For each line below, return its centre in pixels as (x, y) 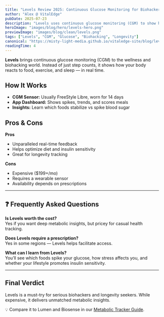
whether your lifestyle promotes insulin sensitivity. (55, 263)
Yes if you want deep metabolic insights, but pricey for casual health (74, 224)
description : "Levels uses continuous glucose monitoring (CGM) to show (81, 23)
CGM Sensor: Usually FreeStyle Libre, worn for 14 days (68, 97)
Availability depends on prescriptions (49, 184)
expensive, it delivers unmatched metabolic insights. (58, 300)
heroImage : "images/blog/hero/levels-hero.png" (54, 28)
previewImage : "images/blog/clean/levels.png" (53, 32)
